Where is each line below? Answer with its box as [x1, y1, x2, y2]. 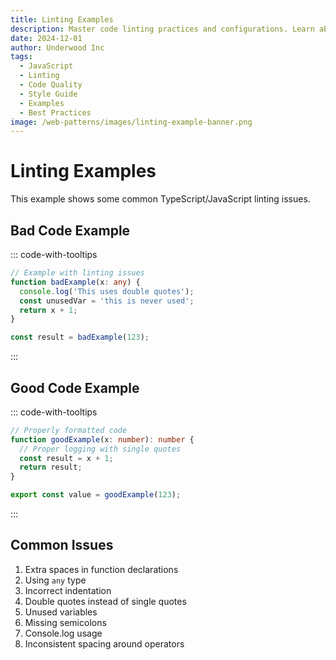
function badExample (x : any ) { [10, 277, 141, 287]
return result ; [19, 462, 83, 473]
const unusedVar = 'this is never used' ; [19, 296, 195, 306]
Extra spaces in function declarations [24, 563, 179, 575]
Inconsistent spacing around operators [24, 637, 185, 650]
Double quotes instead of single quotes [24, 595, 187, 607]
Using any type [24, 574, 87, 586]
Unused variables [24, 606, 98, 618]
